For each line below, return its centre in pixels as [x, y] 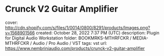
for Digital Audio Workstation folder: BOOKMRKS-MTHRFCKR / [68, 38]
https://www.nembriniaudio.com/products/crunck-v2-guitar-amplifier [75, 48]
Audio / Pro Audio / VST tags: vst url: [70, 43]
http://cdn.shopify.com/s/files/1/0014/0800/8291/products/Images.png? [78, 27]
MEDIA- [140, 38]
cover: [12, 22]
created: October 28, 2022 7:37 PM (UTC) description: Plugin [98, 33]
